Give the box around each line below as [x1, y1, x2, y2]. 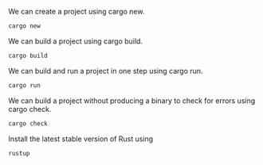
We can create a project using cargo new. [8, 7, 145, 16]
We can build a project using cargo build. [8, 36, 143, 46]
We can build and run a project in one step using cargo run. [8, 66, 203, 75]
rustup [8, 149, 30, 157]
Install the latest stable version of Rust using [8, 134, 154, 144]
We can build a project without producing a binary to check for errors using [8, 95, 256, 106]
